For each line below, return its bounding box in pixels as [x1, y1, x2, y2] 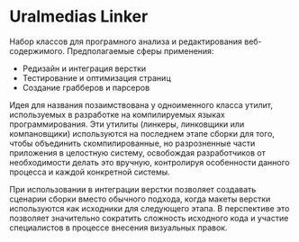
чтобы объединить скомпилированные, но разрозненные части [9, 138, 256, 148]
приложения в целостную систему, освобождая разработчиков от [9, 147, 266, 158]
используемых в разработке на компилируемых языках [9, 109, 225, 120]
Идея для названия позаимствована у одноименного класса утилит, [9, 99, 273, 110]
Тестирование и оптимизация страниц [22, 72, 171, 83]
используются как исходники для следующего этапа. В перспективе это [9, 202, 290, 213]
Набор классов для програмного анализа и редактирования [9, 36, 243, 47]
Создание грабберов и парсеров [22, 82, 150, 93]
